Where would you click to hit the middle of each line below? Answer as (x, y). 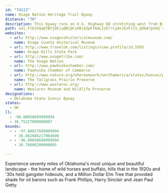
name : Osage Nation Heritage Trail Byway (49, 15)
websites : (15, 33)
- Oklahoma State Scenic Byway (42, 98)
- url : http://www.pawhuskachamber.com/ (52, 66)
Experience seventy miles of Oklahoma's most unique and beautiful (75, 164)
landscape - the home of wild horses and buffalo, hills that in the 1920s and (83, 169)
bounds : (13, 126)
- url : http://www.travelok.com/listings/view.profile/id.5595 (77, 47)
